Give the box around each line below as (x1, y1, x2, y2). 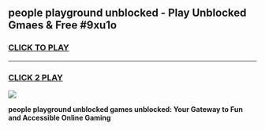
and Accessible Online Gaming (8, 113, 111, 122)
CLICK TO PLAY (8, 43, 69, 54)
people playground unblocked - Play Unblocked (8, 6, 247, 20)
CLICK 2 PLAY (8, 72, 63, 83)
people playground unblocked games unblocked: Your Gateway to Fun (8, 104, 243, 113)
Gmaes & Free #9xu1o (8, 19, 117, 32)
